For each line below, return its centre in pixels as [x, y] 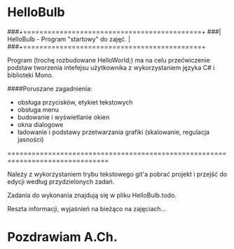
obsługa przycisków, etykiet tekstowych [75, 102]
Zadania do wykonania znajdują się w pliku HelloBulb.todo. [92, 195]
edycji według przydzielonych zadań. [61, 181]
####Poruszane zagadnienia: [50, 88]
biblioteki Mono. [30, 75]
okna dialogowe [40, 124]
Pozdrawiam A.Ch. [62, 237]
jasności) [30, 139]
